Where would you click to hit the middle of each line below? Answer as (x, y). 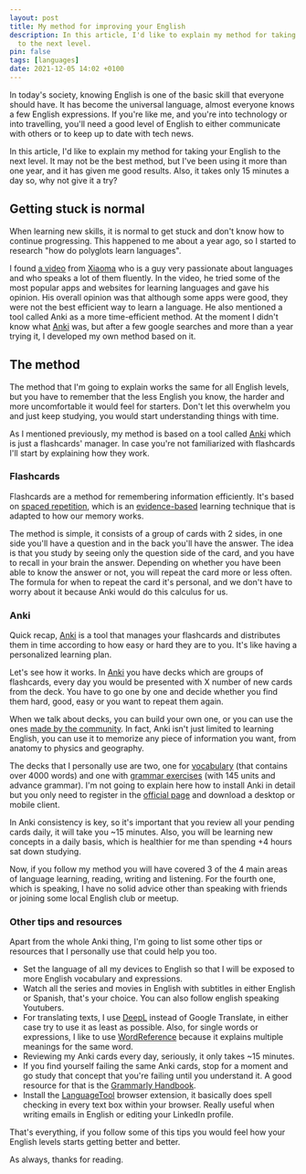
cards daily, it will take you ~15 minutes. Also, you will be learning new (141, 833)
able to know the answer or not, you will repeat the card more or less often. (151, 572)
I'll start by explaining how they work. (80, 453)
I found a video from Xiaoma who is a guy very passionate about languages (152, 268)
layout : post (34, 18)
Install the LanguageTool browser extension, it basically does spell (147, 1095)
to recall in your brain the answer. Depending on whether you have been (145, 562)
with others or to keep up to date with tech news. (102, 133)
